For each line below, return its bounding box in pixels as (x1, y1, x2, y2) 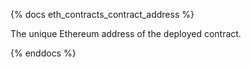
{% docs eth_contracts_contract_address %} (10, 9, 195, 20)
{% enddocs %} (10, 47, 77, 59)
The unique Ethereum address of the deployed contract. (10, 28, 242, 39)
